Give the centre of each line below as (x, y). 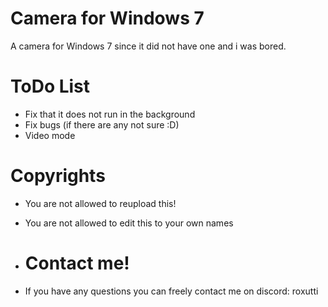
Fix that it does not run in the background (110, 114)
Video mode (50, 135)
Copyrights (58, 176)
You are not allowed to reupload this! (100, 203)
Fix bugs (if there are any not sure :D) (102, 124)
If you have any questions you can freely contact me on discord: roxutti (171, 291)
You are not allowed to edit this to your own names (129, 223)
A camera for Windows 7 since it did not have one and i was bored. (148, 46)
